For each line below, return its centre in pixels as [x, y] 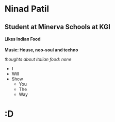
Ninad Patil [27, 9]
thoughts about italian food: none [38, 59]
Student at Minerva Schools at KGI [57, 27]
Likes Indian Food [23, 39]
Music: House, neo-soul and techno [41, 50]
